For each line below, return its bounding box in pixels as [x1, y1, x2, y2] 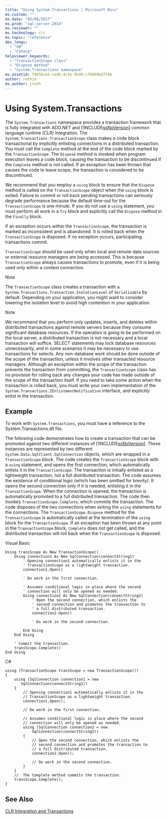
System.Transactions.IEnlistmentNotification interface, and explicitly [5, 388, 150, 394]
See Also [5, 795, 33, 804]
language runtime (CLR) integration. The [5, 130, 88, 136]
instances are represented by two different [5, 446, 93, 452]
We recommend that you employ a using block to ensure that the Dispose [5, 182, 155, 188]
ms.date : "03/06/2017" [5, 16, 52, 21]
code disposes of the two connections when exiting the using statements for [5, 504, 162, 510]
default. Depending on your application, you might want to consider [5, 294, 144, 300]
